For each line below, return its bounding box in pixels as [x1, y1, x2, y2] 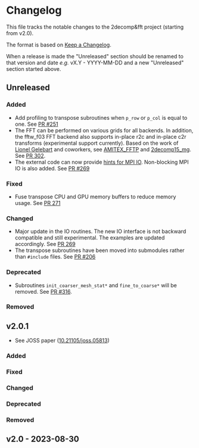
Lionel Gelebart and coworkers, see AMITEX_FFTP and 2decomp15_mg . [14, 145, 192, 153]
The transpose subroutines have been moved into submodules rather [14, 247, 185, 254]
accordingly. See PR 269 [14, 241, 76, 248]
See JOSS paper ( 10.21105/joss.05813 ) [14, 337, 110, 344]
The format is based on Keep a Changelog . [6, 41, 111, 48]
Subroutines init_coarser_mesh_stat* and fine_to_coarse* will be [14, 281, 177, 289]
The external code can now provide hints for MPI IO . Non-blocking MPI [14, 158, 189, 166]
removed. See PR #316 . [14, 288, 73, 295]
